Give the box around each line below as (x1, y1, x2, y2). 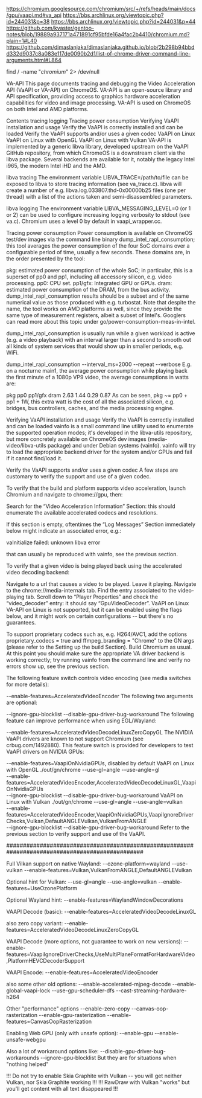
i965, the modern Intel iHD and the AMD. (6, 162, 107, 169)
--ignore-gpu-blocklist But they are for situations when (40, 1054, 177, 1061)
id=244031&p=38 (6, 18, 50, 25)
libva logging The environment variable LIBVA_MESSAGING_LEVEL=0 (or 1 (6, 205, 191, 212)
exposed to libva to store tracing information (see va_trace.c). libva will (6, 181, 182, 187)
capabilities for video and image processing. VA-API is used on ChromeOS (6, 99, 191, 106)
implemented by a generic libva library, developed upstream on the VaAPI (6, 143, 189, 150)
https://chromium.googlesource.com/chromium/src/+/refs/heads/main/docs (6, 5, 196, 12)
